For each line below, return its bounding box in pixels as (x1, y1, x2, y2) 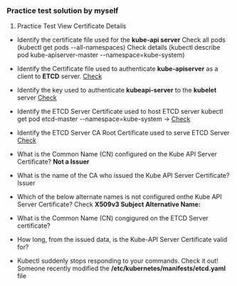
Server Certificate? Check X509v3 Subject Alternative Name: (16, 200, 201, 208)
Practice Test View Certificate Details (16, 22, 127, 31)
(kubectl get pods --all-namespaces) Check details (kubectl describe (16, 43, 221, 52)
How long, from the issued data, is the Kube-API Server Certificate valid (16, 235, 228, 244)
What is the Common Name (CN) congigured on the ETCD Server (16, 214, 209, 223)
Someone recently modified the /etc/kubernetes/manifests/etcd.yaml (16, 264, 226, 272)
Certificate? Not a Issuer (16, 157, 90, 166)
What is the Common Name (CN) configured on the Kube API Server (16, 150, 218, 159)
